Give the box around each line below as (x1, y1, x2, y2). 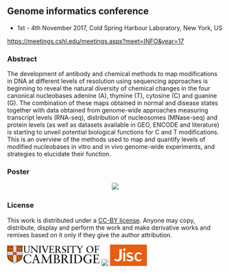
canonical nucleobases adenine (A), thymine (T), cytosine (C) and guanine (7, 92, 217, 100)
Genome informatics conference (7, 5, 149, 17)
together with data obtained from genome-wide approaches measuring (7, 106, 208, 115)
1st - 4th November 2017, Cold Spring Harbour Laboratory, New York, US (16, 23, 223, 32)
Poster (7, 167, 29, 177)
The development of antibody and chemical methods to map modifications (7, 70, 218, 78)
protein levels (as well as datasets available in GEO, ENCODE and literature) (7, 121, 219, 129)
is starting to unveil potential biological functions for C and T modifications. (7, 128, 219, 136)
